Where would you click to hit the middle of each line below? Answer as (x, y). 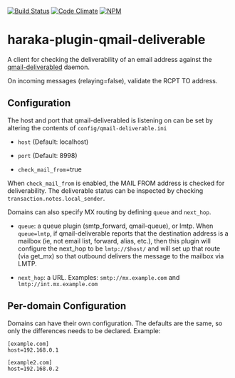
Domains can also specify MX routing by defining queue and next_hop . (109, 212)
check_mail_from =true (49, 169)
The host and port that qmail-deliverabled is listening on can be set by (110, 120)
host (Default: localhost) (53, 142)
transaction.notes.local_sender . (56, 198)
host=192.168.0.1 (33, 350)
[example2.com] (30, 362)
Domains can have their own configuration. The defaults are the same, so (115, 323)
